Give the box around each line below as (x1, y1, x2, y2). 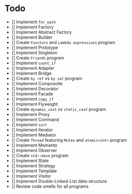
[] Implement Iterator (11, 127, 53, 133)
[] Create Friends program (11, 55, 64, 60)
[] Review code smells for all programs (11, 183, 89, 189)
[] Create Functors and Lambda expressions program (11, 39, 115, 45)
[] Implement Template (11, 168, 57, 174)
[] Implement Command (11, 117, 59, 122)
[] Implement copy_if (11, 96, 54, 102)
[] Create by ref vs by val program (11, 75, 82, 81)
